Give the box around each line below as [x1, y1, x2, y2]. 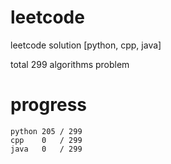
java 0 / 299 [10, 144, 83, 154]
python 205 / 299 [10, 126, 83, 136]
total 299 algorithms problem [10, 58, 130, 70]
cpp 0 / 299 [10, 135, 83, 145]
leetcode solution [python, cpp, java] [10, 39, 162, 51]
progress [10, 94, 87, 116]
